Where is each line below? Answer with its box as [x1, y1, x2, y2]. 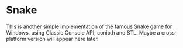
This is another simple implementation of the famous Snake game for [6, 23, 172, 30]
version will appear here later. [27, 35, 99, 42]
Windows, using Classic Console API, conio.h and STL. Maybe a [6, 29, 160, 36]
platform [6, 35, 26, 42]
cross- [161, 29, 177, 36]
